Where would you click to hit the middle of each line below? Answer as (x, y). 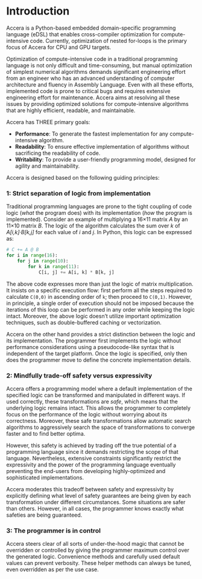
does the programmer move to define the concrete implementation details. (99, 360)
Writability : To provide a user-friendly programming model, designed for (105, 159)
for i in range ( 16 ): (32, 255)
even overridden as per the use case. (52, 569)
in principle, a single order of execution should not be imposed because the (100, 303)
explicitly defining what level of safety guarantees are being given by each (99, 496)
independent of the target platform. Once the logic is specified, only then (97, 353)
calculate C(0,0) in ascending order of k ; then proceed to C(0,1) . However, (99, 296)
